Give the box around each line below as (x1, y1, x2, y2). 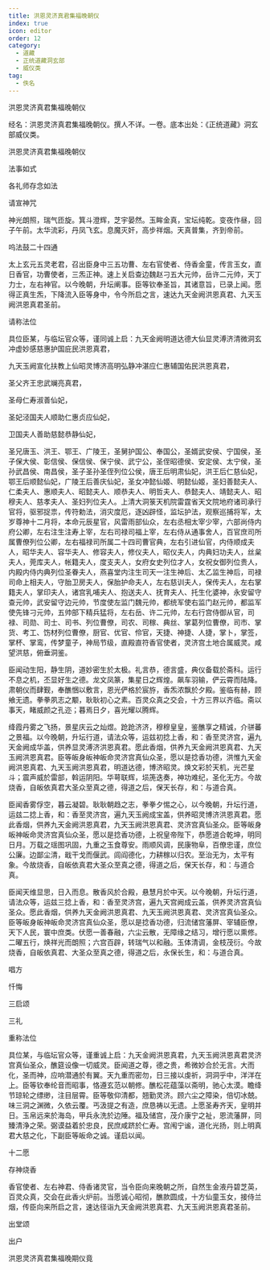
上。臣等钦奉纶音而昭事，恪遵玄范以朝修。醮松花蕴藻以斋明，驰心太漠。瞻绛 (8, 1080, 262, 1090)
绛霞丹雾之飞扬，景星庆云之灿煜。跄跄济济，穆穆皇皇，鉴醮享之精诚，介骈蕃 (8, 722, 262, 732)
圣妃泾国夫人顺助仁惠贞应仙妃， (8, 412, 114, 422)
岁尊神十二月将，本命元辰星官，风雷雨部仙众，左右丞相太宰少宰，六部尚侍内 (8, 517, 262, 526)
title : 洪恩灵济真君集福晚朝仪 (8, 11, 100, 20)
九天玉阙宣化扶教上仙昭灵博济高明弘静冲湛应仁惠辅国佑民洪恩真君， (8, 361, 234, 370)
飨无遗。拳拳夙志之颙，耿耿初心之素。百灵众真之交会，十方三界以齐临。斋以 (8, 695, 262, 704)
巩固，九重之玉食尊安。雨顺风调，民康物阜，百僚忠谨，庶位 (63, 839, 262, 849)
